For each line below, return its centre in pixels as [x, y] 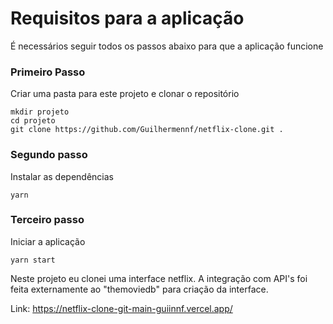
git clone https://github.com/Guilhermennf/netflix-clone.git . [147, 130]
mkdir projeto [40, 112]
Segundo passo [49, 155]
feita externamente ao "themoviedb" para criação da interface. [139, 289]
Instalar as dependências [62, 176]
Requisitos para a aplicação [127, 18]
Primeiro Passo [48, 72]
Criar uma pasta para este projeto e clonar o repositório [125, 94]
